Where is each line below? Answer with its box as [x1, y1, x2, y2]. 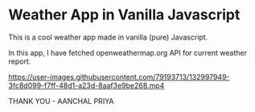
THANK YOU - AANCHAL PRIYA [8, 96, 114, 106]
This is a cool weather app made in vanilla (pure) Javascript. [8, 32, 208, 42]
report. [8, 56, 31, 66]
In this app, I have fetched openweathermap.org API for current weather [8, 48, 248, 57]
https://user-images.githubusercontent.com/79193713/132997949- [8, 72, 231, 81]
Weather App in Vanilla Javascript [8, 6, 241, 24]
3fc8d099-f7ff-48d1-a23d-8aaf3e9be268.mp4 [8, 81, 165, 90]
